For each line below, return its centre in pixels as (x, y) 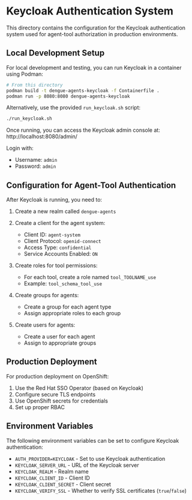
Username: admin (36, 160)
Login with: (20, 148)
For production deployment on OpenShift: (58, 376)
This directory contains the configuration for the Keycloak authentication (96, 28)
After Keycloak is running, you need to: (54, 200)
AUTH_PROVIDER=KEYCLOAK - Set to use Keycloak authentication (90, 458)
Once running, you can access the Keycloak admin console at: (83, 130)
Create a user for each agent (59, 337)
